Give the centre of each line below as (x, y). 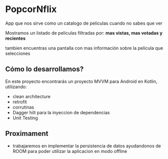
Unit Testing (25, 118)
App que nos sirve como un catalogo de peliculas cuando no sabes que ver (84, 23)
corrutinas (23, 107)
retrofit (20, 102)
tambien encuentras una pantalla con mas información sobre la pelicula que (84, 48)
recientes (15, 38)
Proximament (27, 134)
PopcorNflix (31, 9)
